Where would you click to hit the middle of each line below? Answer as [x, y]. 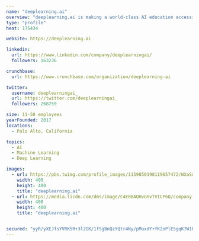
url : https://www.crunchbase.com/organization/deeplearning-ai [91, 77]
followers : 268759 [34, 104]
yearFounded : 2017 [29, 120]
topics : [16, 142]
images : [16, 169]
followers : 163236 [34, 60]
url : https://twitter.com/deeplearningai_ [65, 98]
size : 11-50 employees [34, 115]
